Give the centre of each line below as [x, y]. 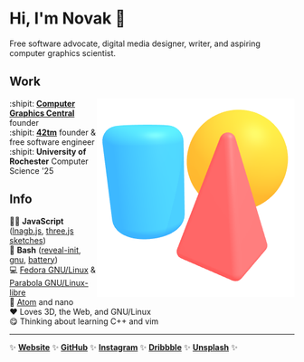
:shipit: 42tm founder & [53, 132]
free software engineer [52, 142]
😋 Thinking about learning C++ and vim [84, 321]
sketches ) [28, 240]
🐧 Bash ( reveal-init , [45, 250]
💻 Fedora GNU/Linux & [53, 270]
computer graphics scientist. [62, 52]
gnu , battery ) [34, 259]
